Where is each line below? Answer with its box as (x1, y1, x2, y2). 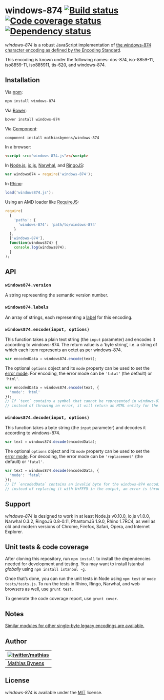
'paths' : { (14, 217, 36, 222)
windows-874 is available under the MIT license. (5, 689, 102, 695)
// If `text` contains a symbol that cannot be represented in (5, 399, 137, 404)
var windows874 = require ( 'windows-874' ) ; (5, 172, 93, 177)
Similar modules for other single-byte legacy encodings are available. (5, 623, 145, 629)
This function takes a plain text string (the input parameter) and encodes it (5, 336, 155, 342)
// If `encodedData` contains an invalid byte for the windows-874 (5, 482, 145, 487)
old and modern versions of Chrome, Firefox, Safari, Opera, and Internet (5, 523, 150, 529)
